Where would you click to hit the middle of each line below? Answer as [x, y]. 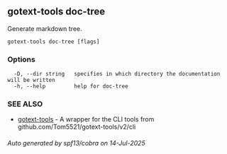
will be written [31, 81]
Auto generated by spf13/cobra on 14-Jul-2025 [76, 143]
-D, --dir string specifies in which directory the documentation [117, 74]
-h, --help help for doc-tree [71, 87]
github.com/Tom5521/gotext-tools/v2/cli [77, 127]
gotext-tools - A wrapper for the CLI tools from [86, 119]
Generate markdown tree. [45, 28]
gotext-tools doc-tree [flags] [54, 42]
